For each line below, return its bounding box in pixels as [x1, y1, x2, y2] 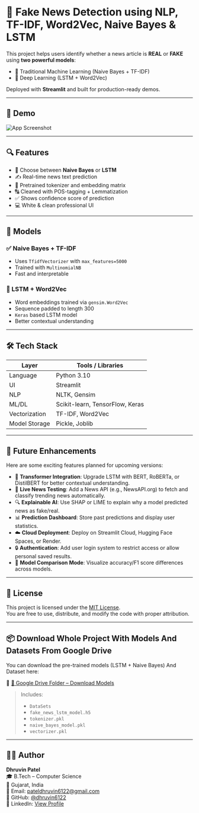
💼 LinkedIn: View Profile [6, 800, 64, 807]
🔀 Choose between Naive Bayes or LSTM [14, 166, 117, 174]
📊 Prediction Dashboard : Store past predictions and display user [14, 514, 175, 521]
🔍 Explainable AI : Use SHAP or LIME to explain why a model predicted [14, 499, 188, 506]
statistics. [14, 523, 38, 530]
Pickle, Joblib [56, 420, 94, 428]
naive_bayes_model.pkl [29, 722, 86, 728]
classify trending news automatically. [14, 492, 105, 500]
